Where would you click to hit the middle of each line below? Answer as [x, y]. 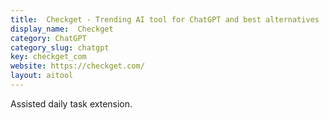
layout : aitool [42, 76]
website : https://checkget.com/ [77, 66]
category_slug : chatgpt [60, 47]
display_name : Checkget [62, 29]
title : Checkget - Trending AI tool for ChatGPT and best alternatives [165, 19]
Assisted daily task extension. [71, 103]
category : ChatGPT [48, 38]
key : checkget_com [48, 57]
